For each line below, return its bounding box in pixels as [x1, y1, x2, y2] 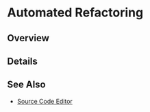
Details [7, 55, 38, 67]
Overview [7, 32, 50, 44]
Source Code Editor [16, 97, 73, 105]
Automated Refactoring [7, 5, 144, 21]
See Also [7, 79, 46, 91]
